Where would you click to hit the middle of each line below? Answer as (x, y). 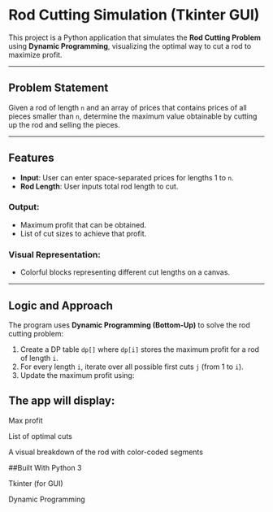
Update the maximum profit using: (77, 375)
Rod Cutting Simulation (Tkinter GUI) (134, 15)
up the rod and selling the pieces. (64, 124)
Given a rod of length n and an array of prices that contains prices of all (128, 107)
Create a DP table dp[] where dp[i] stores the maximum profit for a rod (140, 349)
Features (31, 158)
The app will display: (62, 401)
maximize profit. (35, 54)
